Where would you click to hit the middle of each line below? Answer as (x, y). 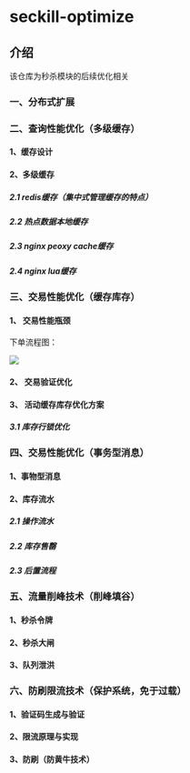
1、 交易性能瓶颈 (40, 320)
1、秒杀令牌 (31, 619)
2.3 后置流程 (33, 571)
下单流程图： (33, 342)
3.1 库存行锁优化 (40, 427)
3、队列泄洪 (32, 665)
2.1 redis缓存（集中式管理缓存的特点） (81, 196)
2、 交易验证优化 (41, 381)
